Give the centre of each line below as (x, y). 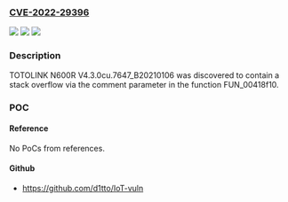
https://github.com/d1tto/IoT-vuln (83, 188)
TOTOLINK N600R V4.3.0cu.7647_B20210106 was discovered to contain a (144, 75)
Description (35, 56)
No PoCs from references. (57, 148)
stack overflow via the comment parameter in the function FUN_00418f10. (144, 84)
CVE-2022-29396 (49, 12)
